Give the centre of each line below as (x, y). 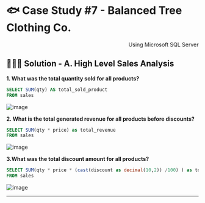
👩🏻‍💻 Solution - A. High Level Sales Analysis (90, 64)
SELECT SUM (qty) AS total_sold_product (57, 90)
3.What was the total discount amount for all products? (78, 159)
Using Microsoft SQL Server (164, 45)
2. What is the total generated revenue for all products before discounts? (101, 119)
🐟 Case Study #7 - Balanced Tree (94, 11)
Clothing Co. (39, 28)
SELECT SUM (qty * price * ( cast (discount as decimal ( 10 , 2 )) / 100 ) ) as (99, 170)
